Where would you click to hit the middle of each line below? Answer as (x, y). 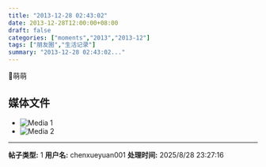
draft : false (30, 30)
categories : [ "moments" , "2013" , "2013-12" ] (79, 38)
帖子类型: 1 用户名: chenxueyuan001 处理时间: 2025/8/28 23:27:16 (116, 154)
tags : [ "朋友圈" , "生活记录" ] (52, 45)
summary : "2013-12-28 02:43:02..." (67, 52)
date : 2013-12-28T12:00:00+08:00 (63, 23)
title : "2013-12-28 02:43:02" (58, 15)
